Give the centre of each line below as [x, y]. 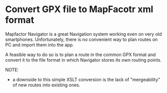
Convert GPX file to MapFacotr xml [79, 9]
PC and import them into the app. [40, 44]
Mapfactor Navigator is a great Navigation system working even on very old [83, 34]
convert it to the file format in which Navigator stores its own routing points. [83, 60]
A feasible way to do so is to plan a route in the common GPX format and [80, 55]
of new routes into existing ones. [46, 85]
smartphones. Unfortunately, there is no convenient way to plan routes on [81, 39]
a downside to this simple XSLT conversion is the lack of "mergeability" [86, 79]
